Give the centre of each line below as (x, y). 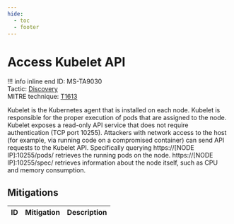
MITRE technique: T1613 (42, 97)
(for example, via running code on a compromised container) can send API (116, 140)
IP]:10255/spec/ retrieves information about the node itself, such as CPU (112, 163)
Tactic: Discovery (33, 89)
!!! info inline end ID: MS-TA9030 (55, 81)
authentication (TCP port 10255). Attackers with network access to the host (117, 133)
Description (87, 213)
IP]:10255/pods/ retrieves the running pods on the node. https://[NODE (110, 155)
